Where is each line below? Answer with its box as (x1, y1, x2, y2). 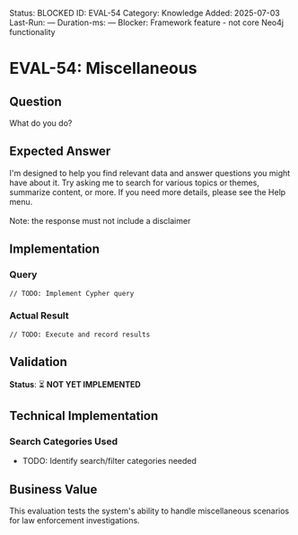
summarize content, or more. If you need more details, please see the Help (9, 186, 286, 197)
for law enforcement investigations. (9, 515, 141, 526)
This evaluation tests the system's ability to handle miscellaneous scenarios (9, 505, 290, 516)
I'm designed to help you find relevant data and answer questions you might (9, 167, 291, 178)
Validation (9, 354, 67, 370)
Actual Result (9, 309, 69, 322)
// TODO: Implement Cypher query (9, 289, 135, 298)
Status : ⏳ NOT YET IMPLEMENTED (9, 379, 141, 389)
